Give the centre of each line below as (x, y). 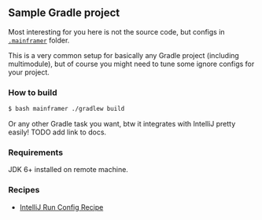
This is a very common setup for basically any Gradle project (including (124, 55)
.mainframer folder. (39, 40)
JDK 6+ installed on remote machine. (68, 170)
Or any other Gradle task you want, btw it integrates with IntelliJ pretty (122, 123)
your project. (29, 72)
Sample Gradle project (64, 13)
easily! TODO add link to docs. (57, 132)
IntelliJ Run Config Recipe (61, 207)
